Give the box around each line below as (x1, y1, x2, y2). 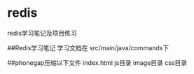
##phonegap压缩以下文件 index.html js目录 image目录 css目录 (7, 58, 188, 67)
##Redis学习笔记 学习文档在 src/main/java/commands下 (7, 43, 169, 52)
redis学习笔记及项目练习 (7, 29, 77, 37)
